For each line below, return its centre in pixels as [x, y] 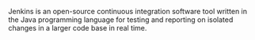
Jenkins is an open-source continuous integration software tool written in [128, 11]
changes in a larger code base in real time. [78, 28]
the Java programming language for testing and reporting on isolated [121, 20]
